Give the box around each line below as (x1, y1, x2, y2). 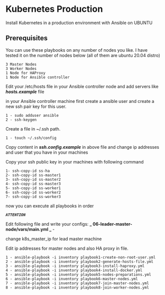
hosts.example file (5, 89, 45, 95)
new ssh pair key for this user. (5, 103, 67, 109)
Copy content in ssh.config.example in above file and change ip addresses (5, 144, 160, 150)
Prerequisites (5, 34, 48, 42)
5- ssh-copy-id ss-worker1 (5, 186, 61, 191)
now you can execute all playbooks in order (5, 203, 94, 209)
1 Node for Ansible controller (5, 75, 70, 80)
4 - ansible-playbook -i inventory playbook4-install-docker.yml (5, 267, 142, 273)
